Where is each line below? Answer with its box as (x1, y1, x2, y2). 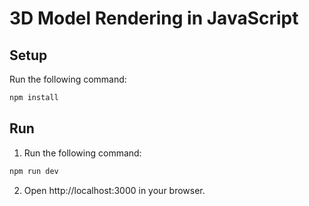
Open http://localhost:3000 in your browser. (23, 184, 206, 196)
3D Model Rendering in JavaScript (9, 7, 299, 30)
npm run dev (9, 166, 59, 176)
